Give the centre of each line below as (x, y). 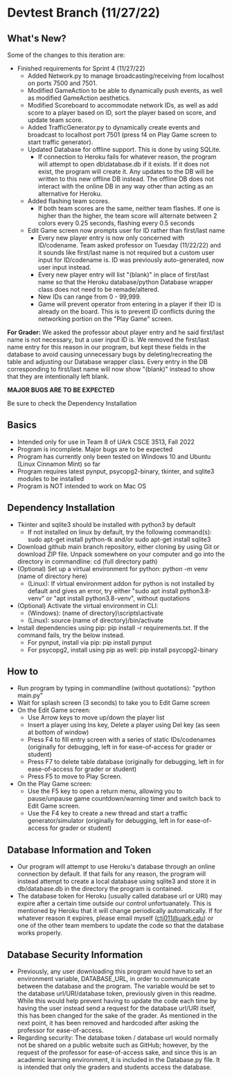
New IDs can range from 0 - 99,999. (90, 297)
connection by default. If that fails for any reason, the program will (111, 874)
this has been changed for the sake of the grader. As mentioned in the (117, 1016)
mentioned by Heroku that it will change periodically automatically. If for (120, 911)
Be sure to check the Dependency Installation (72, 403)
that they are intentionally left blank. (58, 376)
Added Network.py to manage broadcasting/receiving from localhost (126, 76)
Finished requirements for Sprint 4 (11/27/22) (81, 68)
